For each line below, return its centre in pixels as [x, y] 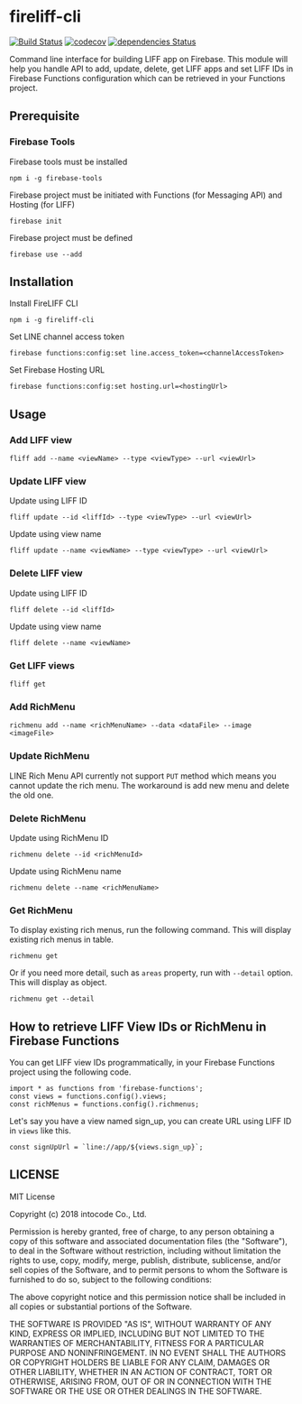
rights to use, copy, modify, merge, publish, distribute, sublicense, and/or [145, 1260]
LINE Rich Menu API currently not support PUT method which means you [143, 776]
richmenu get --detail [52, 999]
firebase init [36, 221]
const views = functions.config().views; [88, 1097]
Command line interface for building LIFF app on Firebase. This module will [149, 59]
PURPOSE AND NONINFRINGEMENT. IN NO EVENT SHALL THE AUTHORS [148, 1353]
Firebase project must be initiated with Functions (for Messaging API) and [146, 195]
